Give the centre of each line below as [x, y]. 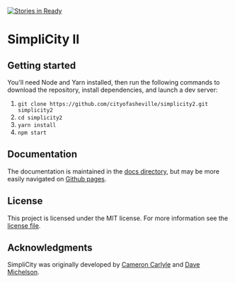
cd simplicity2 [40, 118]
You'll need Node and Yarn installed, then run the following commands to [114, 82]
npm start [32, 133]
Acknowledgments [50, 248]
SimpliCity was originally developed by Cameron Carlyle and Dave [104, 265]
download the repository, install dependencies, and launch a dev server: [113, 90]
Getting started [42, 65]
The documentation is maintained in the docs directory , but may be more [114, 171]
